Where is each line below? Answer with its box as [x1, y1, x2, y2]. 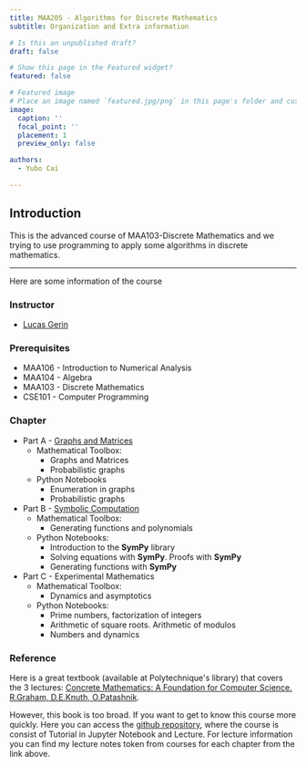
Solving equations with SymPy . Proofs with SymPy [49, 551, 242, 562]
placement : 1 [17, 130, 67, 140]
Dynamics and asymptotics [49, 590, 152, 601]
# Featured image [9, 88, 76, 98]
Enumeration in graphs [49, 483, 136, 494]
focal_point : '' [17, 122, 79, 131]
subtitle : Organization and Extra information [9, 22, 189, 31]
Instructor [9, 298, 55, 311]
